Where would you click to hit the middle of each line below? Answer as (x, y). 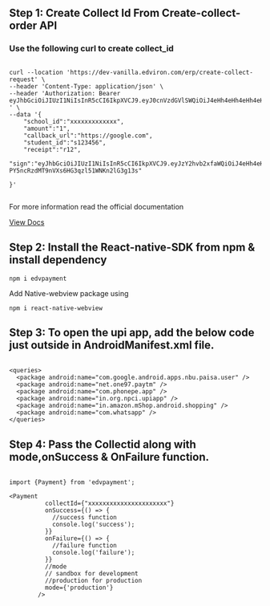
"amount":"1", (47, 128)
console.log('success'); (93, 525)
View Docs (27, 222)
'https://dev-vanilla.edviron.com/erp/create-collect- (159, 72)
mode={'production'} (79, 588)
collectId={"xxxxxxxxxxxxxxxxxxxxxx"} (109, 504)
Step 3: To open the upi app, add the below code (132, 332)
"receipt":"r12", (52, 149)
